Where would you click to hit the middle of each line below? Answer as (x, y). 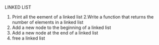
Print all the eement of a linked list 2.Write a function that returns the (83, 17)
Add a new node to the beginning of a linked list (61, 27)
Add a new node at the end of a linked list (55, 33)
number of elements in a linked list (48, 22)
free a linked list (28, 38)
